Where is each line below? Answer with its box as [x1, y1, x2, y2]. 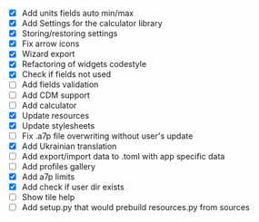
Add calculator [21, 100, 77, 111]
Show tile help [21, 192, 75, 203]
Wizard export [21, 49, 75, 60]
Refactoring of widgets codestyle [21, 59, 147, 70]
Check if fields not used [21, 69, 112, 80]
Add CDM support [21, 90, 90, 101]
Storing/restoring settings [21, 28, 118, 39]
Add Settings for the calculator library [21, 18, 163, 29]
